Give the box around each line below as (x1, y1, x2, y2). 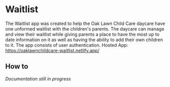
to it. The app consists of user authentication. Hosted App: (5, 42, 129, 48)
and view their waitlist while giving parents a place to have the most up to (5, 31, 160, 37)
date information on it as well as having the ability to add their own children (5, 37, 163, 43)
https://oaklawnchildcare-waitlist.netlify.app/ (5, 47, 100, 53)
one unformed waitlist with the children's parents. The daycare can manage (5, 25, 164, 32)
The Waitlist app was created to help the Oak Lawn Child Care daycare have (5, 20, 165, 26)
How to (5, 62, 29, 71)
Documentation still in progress (5, 75, 71, 82)
